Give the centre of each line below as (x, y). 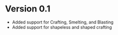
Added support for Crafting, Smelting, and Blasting (63, 22)
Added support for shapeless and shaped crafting (62, 27)
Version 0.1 (28, 9)
